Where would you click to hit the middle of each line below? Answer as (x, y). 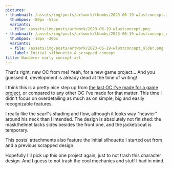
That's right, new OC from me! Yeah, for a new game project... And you (80, 72)
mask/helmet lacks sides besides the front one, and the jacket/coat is (79, 125)
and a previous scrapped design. (40, 145)
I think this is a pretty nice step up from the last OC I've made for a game (82, 88)
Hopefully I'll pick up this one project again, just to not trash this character (83, 155)
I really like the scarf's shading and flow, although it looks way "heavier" (81, 114)
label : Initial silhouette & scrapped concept (65, 53)
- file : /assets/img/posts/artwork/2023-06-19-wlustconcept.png (80, 29)
